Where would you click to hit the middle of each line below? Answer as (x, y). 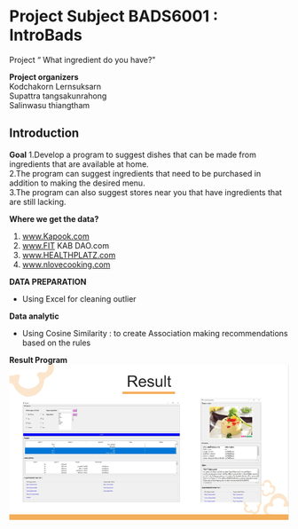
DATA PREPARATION (48, 281)
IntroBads (46, 35)
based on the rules (56, 343)
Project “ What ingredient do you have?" (82, 59)
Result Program (39, 359)
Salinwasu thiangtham (50, 105)
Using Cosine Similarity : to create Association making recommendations (155, 333)
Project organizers (44, 76)
